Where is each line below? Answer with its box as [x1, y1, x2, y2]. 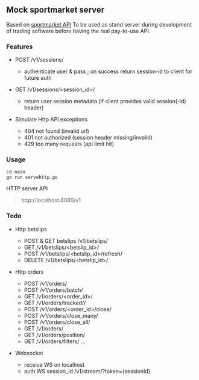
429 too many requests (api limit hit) [24, 140, 115, 147]
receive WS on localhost [24, 361, 85, 368]
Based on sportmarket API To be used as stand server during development [6, 21, 192, 28]
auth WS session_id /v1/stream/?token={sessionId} [24, 367, 151, 375]
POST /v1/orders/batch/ [24, 286, 83, 294]
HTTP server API [6, 185, 48, 192]
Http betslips [14, 225, 47, 233]
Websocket [14, 349, 43, 356]
